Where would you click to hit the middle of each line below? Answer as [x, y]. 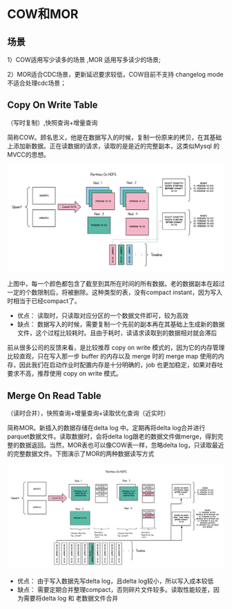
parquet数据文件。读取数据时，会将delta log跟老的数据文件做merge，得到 [112, 436]
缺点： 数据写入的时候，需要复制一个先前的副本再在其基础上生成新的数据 [121, 325]
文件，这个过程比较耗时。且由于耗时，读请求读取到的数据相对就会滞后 [117, 333]
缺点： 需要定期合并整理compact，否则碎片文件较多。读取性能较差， [115, 589]
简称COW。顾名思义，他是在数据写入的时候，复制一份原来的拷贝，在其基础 [115, 137]
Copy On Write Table [52, 105]
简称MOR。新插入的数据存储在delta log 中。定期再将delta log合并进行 [106, 428]
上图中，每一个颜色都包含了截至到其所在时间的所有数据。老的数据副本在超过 [116, 284]
